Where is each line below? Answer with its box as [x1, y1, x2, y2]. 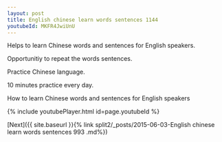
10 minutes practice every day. [7, 81, 94, 89]
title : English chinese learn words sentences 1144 [7, 16, 158, 23]
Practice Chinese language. [7, 68, 85, 76]
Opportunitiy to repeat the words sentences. [7, 55, 133, 63]
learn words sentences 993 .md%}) [7, 128, 108, 137]
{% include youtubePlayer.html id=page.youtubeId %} [7, 107, 160, 116]
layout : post [7, 10, 45, 17]
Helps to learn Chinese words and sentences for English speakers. [7, 42, 196, 50]
